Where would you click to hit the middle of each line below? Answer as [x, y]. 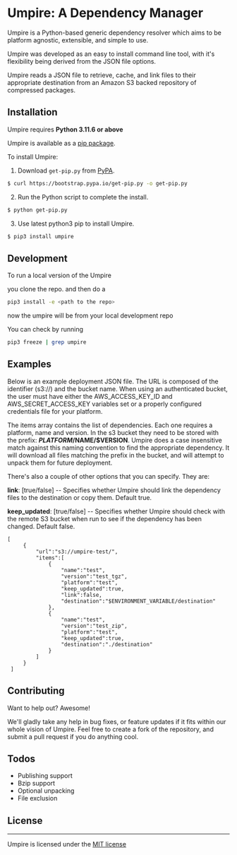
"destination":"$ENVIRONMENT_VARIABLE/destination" [139, 601]
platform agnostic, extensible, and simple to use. [78, 40]
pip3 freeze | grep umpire [47, 342]
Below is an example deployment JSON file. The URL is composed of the [113, 381]
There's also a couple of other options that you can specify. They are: [109, 476]
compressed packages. [42, 90]
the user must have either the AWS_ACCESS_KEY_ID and [90, 396]
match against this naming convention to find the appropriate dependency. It [119, 448]
